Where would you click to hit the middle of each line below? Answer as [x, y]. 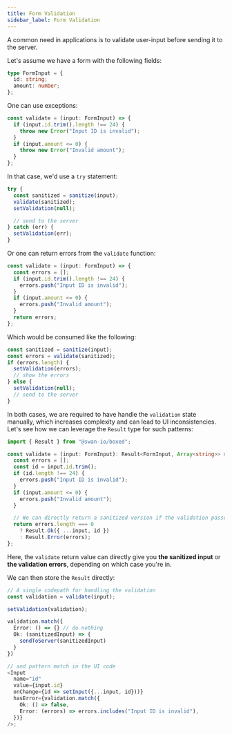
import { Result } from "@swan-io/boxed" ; [69, 442]
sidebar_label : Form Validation [54, 20]
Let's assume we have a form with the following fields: [85, 60]
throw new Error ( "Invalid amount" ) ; [72, 150]
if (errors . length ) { [38, 363]
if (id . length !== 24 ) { [49, 473]
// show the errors [41, 375]
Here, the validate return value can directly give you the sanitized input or [114, 556]
